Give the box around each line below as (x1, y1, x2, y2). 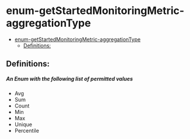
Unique (14, 121, 32, 128)
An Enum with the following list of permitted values (6, 75, 133, 82)
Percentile (14, 127, 39, 134)
